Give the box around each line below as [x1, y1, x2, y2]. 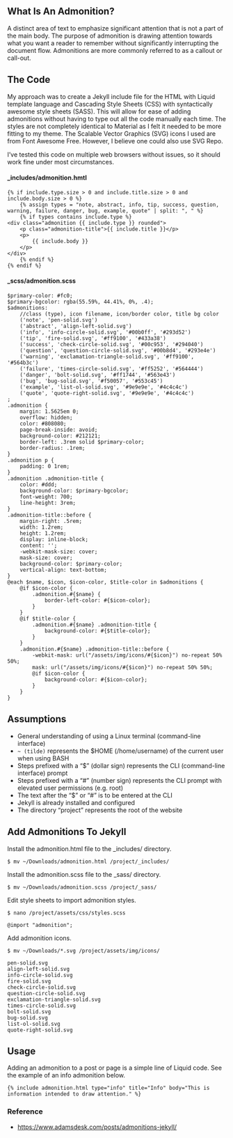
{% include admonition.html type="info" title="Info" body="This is [7, 1084, 210, 1092]
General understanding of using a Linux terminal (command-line [17, 731, 201, 740]
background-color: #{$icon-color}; [44, 676, 148, 683]
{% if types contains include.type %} [19, 213, 132, 220]
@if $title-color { [19, 616, 77, 623]
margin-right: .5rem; [19, 518, 82, 525]
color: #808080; [19, 421, 67, 428]
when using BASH [17, 754, 70, 762]
